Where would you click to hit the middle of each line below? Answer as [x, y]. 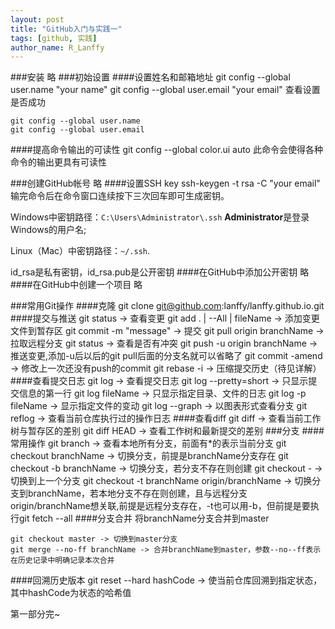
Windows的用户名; [48, 230]
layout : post [37, 19]
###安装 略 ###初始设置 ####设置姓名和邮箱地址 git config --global [150, 77]
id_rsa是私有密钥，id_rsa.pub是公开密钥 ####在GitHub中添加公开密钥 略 [160, 272]
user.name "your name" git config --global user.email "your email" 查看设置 [165, 90]
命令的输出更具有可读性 [58, 162]
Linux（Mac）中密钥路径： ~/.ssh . [80, 251]
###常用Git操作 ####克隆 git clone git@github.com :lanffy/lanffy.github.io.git [167, 306]
